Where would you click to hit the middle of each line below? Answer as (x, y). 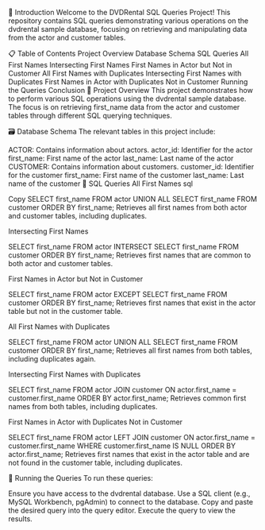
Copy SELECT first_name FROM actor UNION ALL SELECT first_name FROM (133, 199)
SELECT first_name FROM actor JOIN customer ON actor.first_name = (123, 390)
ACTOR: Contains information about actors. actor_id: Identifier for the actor (131, 150)
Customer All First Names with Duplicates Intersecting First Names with (125, 73)
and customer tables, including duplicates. (78, 216)
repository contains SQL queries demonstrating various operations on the (128, 21)
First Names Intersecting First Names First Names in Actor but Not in (120, 65)
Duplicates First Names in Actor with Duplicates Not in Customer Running (128, 82)
